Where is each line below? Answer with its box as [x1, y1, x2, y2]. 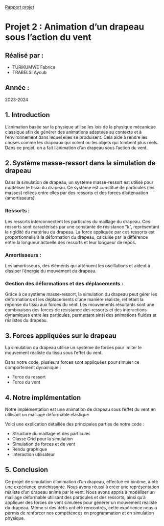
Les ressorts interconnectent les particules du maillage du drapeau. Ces [5, 218, 150, 225]
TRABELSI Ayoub [12, 70, 47, 75]
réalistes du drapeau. [5, 317, 48, 323]
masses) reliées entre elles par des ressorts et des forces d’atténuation [5, 190, 148, 196]
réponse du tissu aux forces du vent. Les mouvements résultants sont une [5, 301, 155, 308]
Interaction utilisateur [12, 451, 55, 457]
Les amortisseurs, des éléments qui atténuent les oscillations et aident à [5, 263, 151, 269]
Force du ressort [12, 374, 46, 380]
